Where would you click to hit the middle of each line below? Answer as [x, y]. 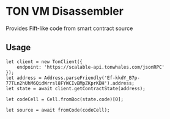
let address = [24, 78]
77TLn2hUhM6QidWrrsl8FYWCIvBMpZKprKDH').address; [70, 83]
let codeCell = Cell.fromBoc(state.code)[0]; [65, 99]
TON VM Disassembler [65, 11]
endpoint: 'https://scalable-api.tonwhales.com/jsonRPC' [91, 67]
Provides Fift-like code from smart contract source [69, 28]
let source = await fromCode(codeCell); [58, 110]
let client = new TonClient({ [44, 62]
